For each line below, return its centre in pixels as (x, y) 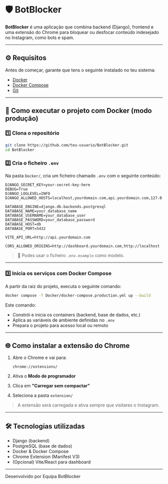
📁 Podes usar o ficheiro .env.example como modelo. (71, 255)
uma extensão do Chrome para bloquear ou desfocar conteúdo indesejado (82, 32)
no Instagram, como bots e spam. (40, 37)
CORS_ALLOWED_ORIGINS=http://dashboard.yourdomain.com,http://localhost (82, 246)
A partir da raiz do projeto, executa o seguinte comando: (63, 286)
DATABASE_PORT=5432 (25, 229)
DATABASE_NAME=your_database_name (41, 211)
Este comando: (21, 305)
